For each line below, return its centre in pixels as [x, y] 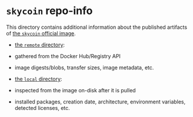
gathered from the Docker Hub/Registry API [67, 56]
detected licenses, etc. [42, 108]
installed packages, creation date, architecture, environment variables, [100, 102]
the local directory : [38, 79]
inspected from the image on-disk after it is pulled [75, 90]
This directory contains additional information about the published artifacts [96, 27]
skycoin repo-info [49, 11]
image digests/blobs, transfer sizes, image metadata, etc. [84, 67]
